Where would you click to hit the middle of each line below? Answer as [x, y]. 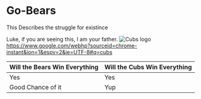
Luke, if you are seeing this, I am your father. [62, 39]
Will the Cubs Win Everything [148, 67]
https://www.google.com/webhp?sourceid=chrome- [72, 46]
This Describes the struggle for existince [57, 27]
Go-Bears [31, 11]
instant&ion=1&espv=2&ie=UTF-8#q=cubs [59, 52]
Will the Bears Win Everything [54, 67]
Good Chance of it [36, 87]
